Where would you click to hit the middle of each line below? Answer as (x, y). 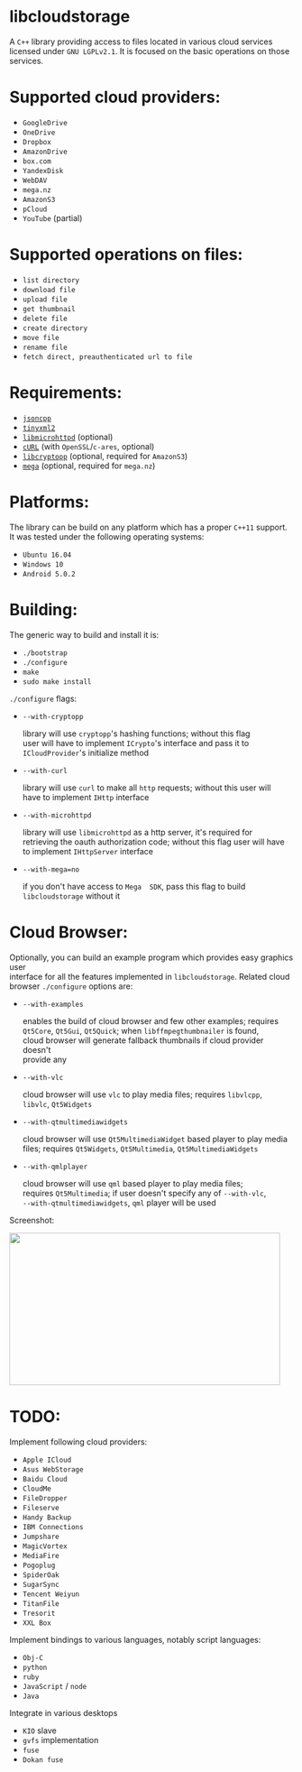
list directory (51, 280)
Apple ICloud (47, 1460)
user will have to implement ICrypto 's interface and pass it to (136, 743)
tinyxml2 (39, 428)
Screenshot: (32, 1220)
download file (49, 290)
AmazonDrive (45, 152)
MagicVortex (45, 1546)
